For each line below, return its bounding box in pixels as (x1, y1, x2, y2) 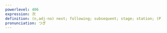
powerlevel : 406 (5, 7, 39, 12)
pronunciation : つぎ (5, 20, 46, 26)
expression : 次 (5, 12, 36, 16)
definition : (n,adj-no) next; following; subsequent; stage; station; (5, 16, 155, 21)
